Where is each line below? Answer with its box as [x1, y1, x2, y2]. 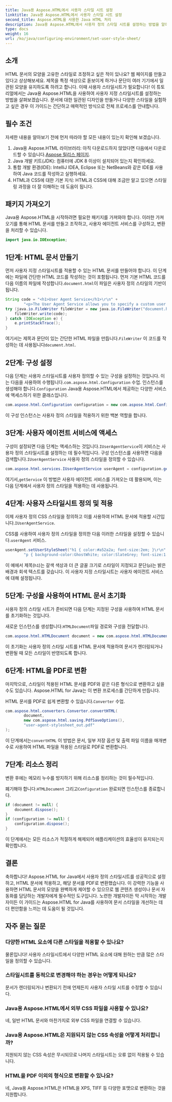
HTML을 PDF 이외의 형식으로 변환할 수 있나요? [5, 1072, 114, 1079]
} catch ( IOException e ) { [5, 316, 63, 321]
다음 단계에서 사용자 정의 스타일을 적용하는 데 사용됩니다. [5, 482, 119, 488]
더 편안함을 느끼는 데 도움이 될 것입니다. [5, 905, 84, 911]
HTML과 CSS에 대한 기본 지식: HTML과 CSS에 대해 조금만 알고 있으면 [12, 177, 154, 183]
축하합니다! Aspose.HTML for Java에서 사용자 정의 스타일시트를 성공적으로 [5, 873, 157, 880]
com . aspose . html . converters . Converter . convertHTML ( [5, 708, 118, 713]
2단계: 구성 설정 [5, 358, 53, 367]
